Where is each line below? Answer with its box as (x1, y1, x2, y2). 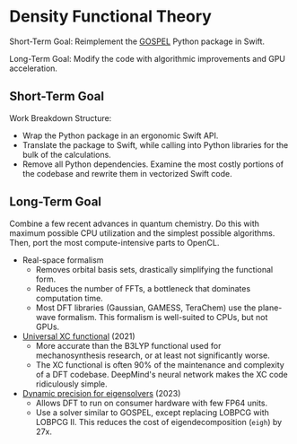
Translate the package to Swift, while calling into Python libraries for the (22, 139, 289, 150)
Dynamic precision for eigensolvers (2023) (22, 387, 181, 398)
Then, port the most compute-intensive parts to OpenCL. (9, 237, 220, 248)
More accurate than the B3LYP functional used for (35, 340, 222, 351)
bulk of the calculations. (22, 149, 112, 160)
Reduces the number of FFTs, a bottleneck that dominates (35, 283, 251, 293)
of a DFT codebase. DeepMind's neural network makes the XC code (35, 369, 289, 379)
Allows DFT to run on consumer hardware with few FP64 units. (35, 397, 268, 408)
